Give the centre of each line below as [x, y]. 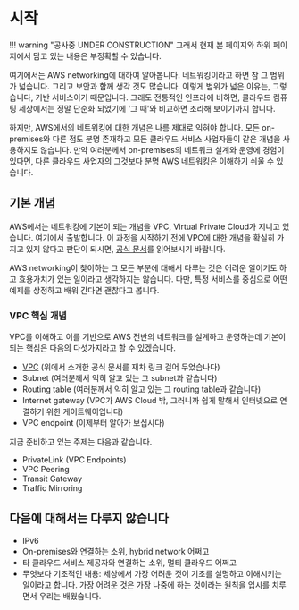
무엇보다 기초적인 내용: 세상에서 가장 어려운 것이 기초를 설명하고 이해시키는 [152, 573]
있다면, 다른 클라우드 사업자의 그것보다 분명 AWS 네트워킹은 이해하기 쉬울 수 [142, 161]
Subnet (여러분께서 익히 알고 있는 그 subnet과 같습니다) [120, 378]
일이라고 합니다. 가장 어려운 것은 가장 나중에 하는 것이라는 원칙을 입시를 [146, 585]
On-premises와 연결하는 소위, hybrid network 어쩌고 [116, 551]
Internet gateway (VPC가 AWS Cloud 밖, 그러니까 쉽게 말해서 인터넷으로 [150, 401]
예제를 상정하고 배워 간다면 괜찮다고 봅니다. [84, 290]
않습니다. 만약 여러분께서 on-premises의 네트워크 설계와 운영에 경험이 [162, 149]
